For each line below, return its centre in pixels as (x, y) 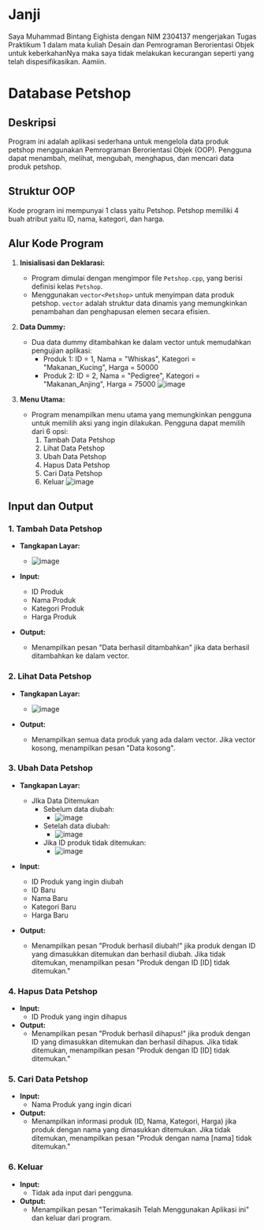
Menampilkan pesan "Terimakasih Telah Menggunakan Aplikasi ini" (140, 1209)
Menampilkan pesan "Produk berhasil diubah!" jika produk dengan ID (143, 945)
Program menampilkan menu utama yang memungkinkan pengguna (141, 414)
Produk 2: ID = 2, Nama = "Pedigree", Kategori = (122, 376)
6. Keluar (26, 1167)
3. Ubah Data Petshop (50, 768)
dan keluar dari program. (71, 1217)
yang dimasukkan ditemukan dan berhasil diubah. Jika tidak (128, 954)
